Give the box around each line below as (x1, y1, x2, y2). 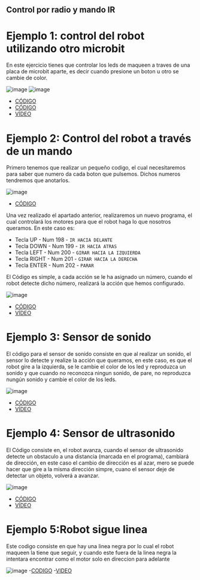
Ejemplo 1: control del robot (6, 29, 145, 43)
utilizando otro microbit (6, 41, 125, 55)
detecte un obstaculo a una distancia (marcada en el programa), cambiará (6, 453, 189, 460)
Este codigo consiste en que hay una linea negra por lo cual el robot (6, 543, 174, 550)
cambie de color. (6, 75, 48, 82)
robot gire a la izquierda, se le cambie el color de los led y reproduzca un (6, 363, 186, 370)
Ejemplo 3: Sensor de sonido (6, 331, 151, 344)
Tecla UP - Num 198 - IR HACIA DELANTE (14, 236, 113, 243)
